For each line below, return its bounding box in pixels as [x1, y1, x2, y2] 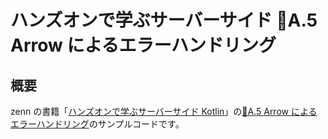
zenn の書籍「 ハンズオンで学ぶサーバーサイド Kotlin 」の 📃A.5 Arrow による [10, 106, 318, 117]
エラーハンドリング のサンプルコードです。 [10, 118, 185, 130]
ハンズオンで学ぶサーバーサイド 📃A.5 [10, 9, 318, 32]
